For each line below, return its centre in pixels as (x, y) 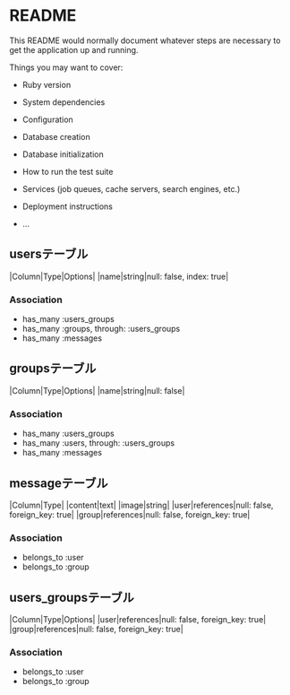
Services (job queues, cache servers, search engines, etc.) (131, 188)
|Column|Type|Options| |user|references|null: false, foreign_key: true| (138, 620)
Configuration (47, 119)
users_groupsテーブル (72, 597)
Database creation (56, 136)
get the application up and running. (74, 49)
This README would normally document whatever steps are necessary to (145, 40)
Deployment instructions (68, 206)
